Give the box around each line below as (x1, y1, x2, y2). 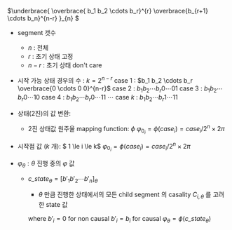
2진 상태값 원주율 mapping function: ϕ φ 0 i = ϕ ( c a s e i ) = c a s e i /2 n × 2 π (27, 123, 225, 136)
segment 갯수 (17, 29, 56, 36)
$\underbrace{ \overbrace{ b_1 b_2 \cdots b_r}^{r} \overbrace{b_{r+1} (7, 7, 209, 15)
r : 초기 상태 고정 (27, 53, 74, 60)
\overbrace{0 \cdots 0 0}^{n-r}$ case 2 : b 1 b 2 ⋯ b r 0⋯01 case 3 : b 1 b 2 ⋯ (17, 84, 223, 94)
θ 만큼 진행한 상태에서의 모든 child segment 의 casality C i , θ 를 (38, 190, 212, 201)
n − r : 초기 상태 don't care (27, 61, 102, 69)
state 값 (46, 201, 68, 209)
